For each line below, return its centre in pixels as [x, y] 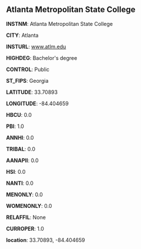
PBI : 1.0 [15, 126]
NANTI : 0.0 [20, 183]
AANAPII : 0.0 [23, 160]
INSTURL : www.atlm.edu [36, 46]
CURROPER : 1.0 [25, 228]
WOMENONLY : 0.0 [29, 206]
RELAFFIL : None [26, 217]
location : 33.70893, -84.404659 [46, 240]
